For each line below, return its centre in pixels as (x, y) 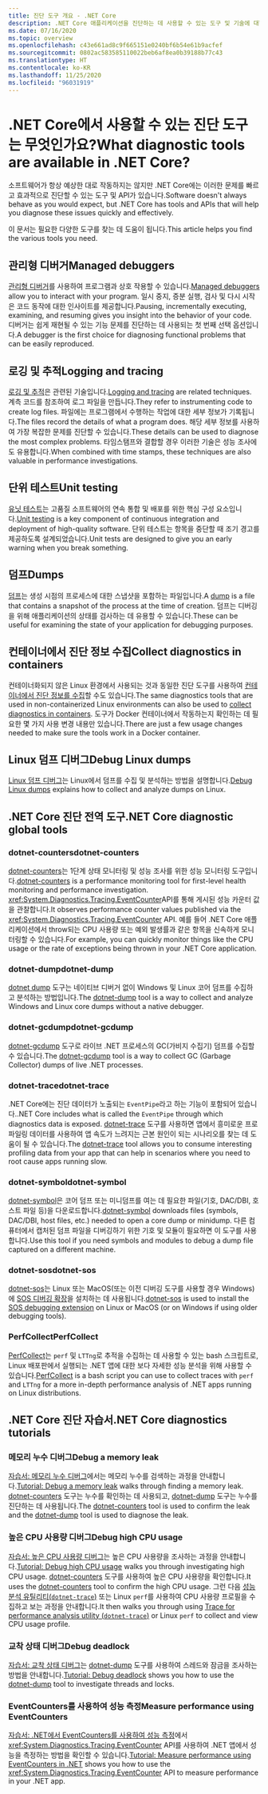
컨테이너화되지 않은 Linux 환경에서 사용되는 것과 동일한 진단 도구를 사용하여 (126, 685)
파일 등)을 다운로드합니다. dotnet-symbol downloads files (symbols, (130, 1211)
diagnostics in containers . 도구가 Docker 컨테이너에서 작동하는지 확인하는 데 (129, 714)
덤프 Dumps (36, 575)
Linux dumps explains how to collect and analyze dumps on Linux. (117, 790)
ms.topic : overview (41, 38)
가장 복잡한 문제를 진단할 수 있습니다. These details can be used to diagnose (138, 432)
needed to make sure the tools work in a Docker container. (104, 732)
